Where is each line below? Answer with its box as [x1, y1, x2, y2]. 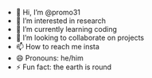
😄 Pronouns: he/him [15, 53, 84, 63]
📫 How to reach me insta [15, 42, 99, 51]
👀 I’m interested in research [15, 16, 106, 25]
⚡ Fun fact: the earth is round [15, 62, 112, 72]
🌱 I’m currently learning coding [15, 25, 118, 33]
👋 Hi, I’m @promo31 [15, 8, 81, 17]
